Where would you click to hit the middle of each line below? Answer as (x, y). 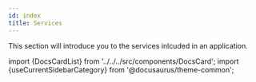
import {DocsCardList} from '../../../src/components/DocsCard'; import (124, 61)
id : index (25, 16)
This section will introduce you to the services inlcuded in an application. (128, 45)
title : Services (35, 23)
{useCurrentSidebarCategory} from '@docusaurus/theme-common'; (121, 69)
